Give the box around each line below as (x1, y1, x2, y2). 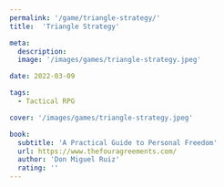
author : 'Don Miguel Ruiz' (17, 155, 120, 164)
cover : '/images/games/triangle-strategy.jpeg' (9, 113, 194, 122)
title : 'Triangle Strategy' (9, 22, 120, 31)
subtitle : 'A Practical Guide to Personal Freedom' (17, 138, 219, 147)
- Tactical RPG (17, 97, 76, 106)
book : (9, 130, 30, 139)
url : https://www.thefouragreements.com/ (17, 147, 178, 156)
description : (17, 47, 67, 56)
